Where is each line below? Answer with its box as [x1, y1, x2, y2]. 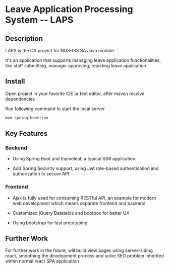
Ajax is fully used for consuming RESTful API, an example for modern [12, 195, 156, 201]
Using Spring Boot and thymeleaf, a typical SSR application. [12, 156, 137, 162]
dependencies [5, 96, 35, 102]
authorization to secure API [12, 171, 70, 177]
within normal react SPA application [5, 258, 79, 264]
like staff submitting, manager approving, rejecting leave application [5, 63, 146, 68]
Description [5, 34, 43, 43]
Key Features [5, 129, 48, 138]
